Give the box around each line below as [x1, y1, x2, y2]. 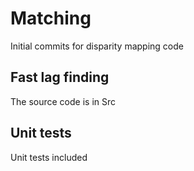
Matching [10, 7, 92, 30]
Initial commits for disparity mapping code [10, 40, 184, 52]
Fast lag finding [10, 69, 110, 86]
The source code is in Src [10, 95, 117, 107]
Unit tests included [10, 151, 88, 163]
